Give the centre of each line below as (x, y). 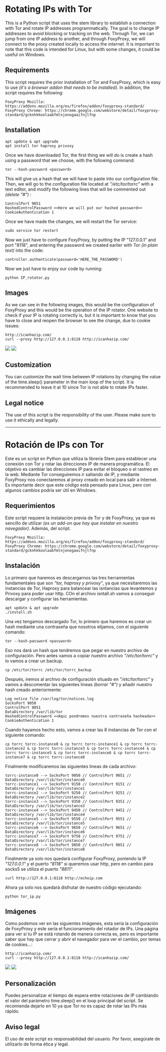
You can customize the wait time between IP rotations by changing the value (83, 377)
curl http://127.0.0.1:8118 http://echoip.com (54, 878)
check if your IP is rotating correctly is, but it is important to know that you (80, 315)
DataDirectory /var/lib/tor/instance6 (45, 832)
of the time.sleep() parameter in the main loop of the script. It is (70, 382)
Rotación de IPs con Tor (55, 445)
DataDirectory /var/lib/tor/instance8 (45, 849)
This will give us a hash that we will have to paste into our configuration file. (82, 178)
